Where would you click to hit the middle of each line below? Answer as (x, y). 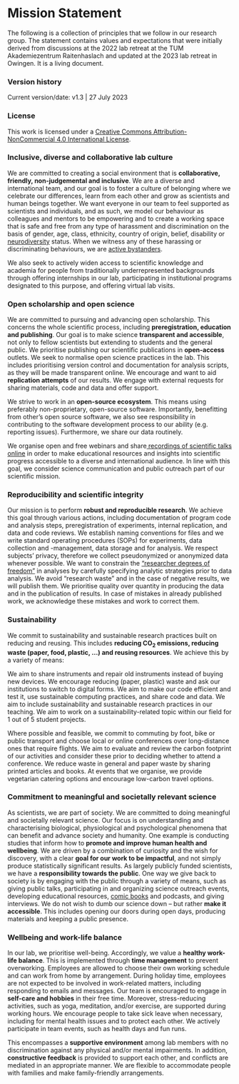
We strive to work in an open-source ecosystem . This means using (107, 402)
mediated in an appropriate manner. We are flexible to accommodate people (119, 1065)
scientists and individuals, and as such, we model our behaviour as (106, 211)
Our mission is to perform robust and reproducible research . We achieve (115, 510)
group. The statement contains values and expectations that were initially (115, 40)
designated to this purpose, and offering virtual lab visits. (91, 285)
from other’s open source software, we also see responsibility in (102, 417)
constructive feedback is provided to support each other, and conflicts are (118, 1058)
